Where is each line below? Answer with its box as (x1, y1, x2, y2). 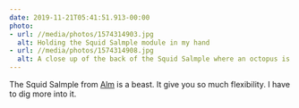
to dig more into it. (9, 88, 77, 99)
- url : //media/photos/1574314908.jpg (9, 46, 154, 55)
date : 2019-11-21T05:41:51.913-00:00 (9, 12, 150, 22)
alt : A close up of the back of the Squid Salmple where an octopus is (17, 54, 291, 63)
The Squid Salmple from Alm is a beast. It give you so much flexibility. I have (9, 79, 291, 89)
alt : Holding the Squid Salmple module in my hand (17, 37, 210, 47)
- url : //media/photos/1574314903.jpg (9, 29, 154, 38)
